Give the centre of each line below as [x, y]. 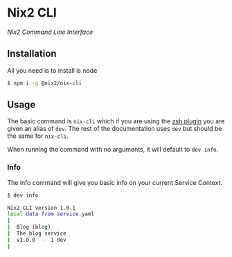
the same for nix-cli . [38, 136]
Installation [32, 54]
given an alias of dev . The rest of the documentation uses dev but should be [115, 129]
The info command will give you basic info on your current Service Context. [115, 182]
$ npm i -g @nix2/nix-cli [44, 83]
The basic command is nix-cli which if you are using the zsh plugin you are [116, 121]
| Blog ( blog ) [29, 227]
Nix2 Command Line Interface [50, 32]
